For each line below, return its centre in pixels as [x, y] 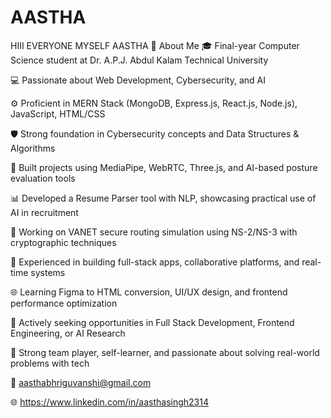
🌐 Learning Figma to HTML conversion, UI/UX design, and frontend [149, 292]
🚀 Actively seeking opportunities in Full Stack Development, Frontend [152, 322]
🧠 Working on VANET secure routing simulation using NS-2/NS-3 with [154, 232]
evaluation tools [43, 178]
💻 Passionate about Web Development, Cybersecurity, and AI [138, 80]
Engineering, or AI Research [68, 333]
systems [48, 272]
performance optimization [64, 303]
